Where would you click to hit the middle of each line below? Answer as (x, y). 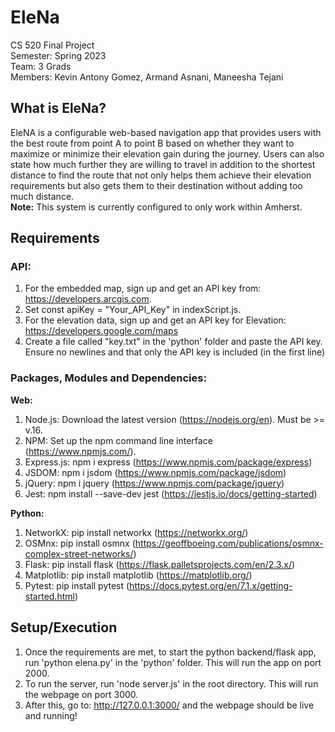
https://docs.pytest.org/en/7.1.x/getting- (211, 585)
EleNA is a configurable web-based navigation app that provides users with (166, 132)
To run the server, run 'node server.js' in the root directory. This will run (171, 683)
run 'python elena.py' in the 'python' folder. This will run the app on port (173, 662)
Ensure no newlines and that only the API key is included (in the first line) (175, 352)
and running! (51, 715)
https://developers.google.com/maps (101, 331)
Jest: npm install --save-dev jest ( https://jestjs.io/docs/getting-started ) (171, 493)
